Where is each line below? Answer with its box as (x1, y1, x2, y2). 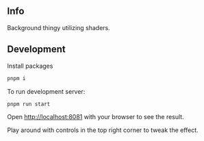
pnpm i (7, 75, 26, 81)
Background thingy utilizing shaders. (7, 23, 111, 31)
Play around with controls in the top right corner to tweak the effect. (7, 126, 199, 134)
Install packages (7, 62, 53, 70)
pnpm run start (7, 101, 51, 107)
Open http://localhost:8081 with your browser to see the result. (7, 113, 184, 121)
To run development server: (7, 87, 86, 95)
